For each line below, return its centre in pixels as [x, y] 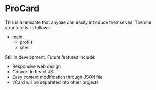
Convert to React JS [32, 71]
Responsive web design [36, 66]
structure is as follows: [28, 27]
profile [26, 42]
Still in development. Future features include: [50, 57]
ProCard [22, 9]
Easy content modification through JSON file [57, 77]
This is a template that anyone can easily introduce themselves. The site [78, 22]
